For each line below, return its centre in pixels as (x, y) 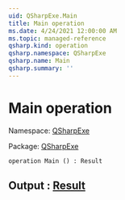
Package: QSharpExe (44, 146)
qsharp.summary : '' (41, 69)
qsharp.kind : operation (48, 46)
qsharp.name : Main (39, 61)
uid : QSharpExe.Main (43, 16)
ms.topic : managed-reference (57, 38)
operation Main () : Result (56, 161)
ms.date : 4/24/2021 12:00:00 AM (62, 31)
